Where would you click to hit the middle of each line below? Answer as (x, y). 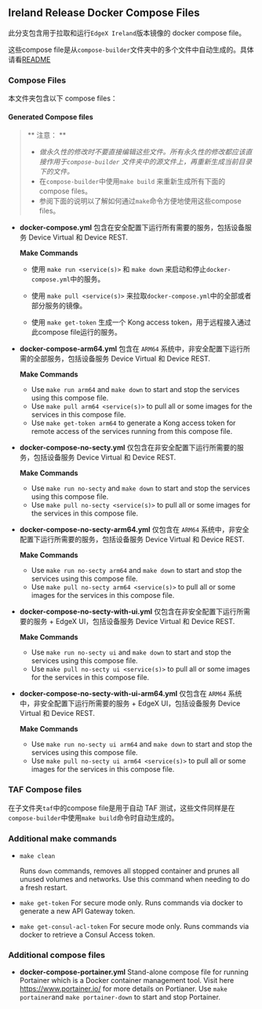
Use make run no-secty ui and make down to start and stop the (131, 652)
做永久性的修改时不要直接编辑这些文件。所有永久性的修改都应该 (142, 152)
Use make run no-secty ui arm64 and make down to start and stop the (142, 744)
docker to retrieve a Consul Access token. (87, 934)
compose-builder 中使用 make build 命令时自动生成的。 (93, 817)
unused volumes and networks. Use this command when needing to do (135, 879)
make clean (37, 856)
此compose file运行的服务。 (76, 332)
